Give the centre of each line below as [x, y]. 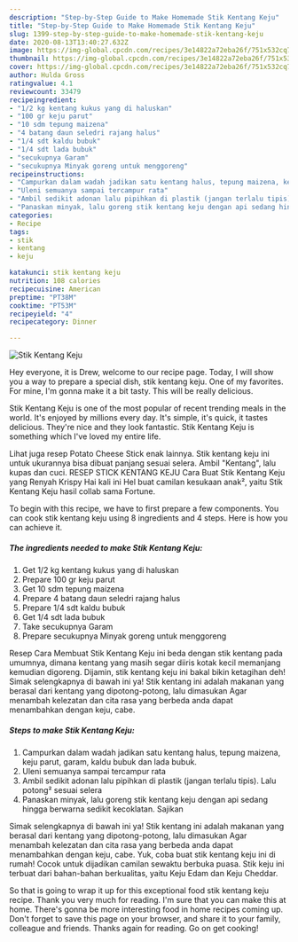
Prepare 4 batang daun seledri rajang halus [101, 599]
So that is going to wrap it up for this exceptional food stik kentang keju [139, 891]
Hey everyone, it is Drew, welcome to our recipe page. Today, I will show [141, 373]
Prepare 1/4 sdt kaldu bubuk [74, 608]
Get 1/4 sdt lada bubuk [63, 617]
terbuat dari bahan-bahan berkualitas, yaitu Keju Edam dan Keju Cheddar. [144, 874]
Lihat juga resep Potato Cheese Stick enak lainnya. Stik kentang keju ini [140, 454]
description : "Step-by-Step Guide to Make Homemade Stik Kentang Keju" [144, 17]
